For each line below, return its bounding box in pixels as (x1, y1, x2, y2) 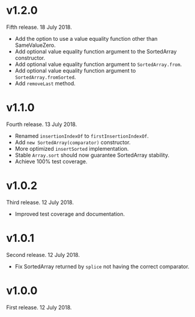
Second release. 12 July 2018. (6, 251, 80, 258)
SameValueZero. (14, 41, 56, 49)
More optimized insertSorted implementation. (14, 145, 129, 152)
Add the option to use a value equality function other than (14, 35, 158, 42)
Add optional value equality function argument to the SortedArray (14, 47, 177, 55)
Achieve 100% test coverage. (14, 157, 88, 165)
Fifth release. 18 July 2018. (6, 23, 72, 31)
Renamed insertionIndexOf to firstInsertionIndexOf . (14, 132, 149, 139)
